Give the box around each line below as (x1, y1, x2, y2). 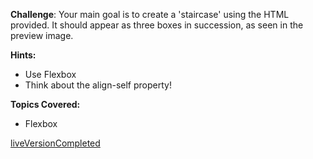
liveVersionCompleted (10, 137, 101, 149)
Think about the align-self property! (24, 79, 172, 91)
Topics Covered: (10, 99, 81, 110)
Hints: (10, 49, 37, 61)
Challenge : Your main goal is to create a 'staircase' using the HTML (10, 9, 290, 20)
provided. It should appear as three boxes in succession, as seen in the (10, 19, 304, 31)
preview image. (10, 30, 74, 41)
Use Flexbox (24, 69, 77, 80)
